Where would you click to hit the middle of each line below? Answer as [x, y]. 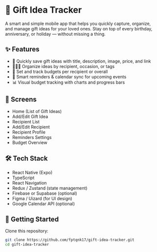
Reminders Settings [32, 137]
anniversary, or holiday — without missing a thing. [56, 34]
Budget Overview [30, 142]
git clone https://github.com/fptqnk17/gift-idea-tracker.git [70, 240]
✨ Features [22, 49]
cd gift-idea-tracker [27, 245]
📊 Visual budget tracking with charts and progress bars [68, 82]
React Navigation [29, 183]
